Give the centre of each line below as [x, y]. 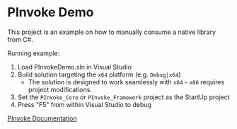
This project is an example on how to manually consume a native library [112, 32]
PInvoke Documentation [42, 118]
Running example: [34, 53]
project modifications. [60, 89]
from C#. [20, 39]
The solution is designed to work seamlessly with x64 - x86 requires [126, 82]
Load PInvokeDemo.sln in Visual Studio [75, 67]
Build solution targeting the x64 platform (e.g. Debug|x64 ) [99, 74]
